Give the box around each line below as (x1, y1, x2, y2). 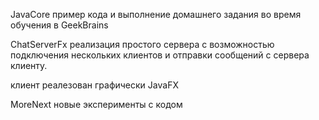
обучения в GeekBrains (10, 19, 109, 31)
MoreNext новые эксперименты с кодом (10, 99, 183, 110)
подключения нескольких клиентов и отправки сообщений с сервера (10, 49, 310, 61)
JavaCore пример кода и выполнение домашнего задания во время (10, 9, 302, 20)
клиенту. (10, 60, 48, 71)
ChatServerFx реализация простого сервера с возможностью (10, 39, 275, 50)
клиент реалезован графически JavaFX (10, 79, 179, 91)
